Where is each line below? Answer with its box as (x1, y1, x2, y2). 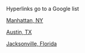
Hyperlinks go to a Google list (6, 5, 80, 12)
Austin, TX (6, 28, 32, 36)
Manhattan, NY (6, 17, 44, 23)
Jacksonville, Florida (6, 40, 57, 47)
